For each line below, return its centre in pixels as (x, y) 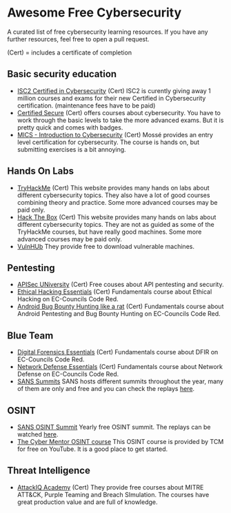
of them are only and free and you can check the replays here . (106, 389)
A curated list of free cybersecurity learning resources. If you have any (108, 32)
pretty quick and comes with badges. (70, 127)
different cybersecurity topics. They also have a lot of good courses (113, 195)
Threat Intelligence (49, 471)
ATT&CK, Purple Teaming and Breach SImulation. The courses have (113, 494)
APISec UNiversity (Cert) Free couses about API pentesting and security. (120, 285)
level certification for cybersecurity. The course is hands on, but (108, 142)
